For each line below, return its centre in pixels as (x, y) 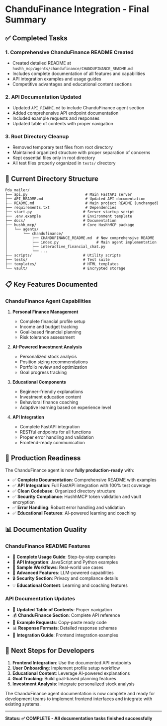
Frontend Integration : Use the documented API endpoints (72, 662)
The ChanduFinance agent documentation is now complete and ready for (80, 693)
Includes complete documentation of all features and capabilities (79, 74)
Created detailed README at (42, 63)
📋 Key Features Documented (51, 284)
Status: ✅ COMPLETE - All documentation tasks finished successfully (79, 718)
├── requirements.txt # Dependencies (61, 208)
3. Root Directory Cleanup (37, 137)
